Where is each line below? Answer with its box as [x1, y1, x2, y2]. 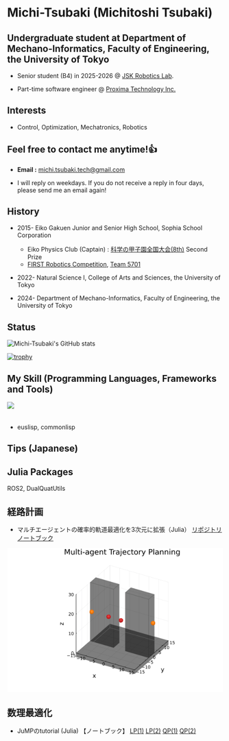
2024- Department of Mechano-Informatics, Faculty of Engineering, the [16, 294, 221, 302]
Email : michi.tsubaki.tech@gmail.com [16, 165, 125, 173]
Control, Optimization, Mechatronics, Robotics [16, 123, 147, 131]
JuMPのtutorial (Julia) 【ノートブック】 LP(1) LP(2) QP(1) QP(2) [16, 727, 197, 735]
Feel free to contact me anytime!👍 [7, 144, 158, 156]
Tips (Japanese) [7, 443, 79, 454]
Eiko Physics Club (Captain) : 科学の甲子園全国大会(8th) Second [27, 245, 208, 254]
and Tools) [7, 383, 53, 395]
